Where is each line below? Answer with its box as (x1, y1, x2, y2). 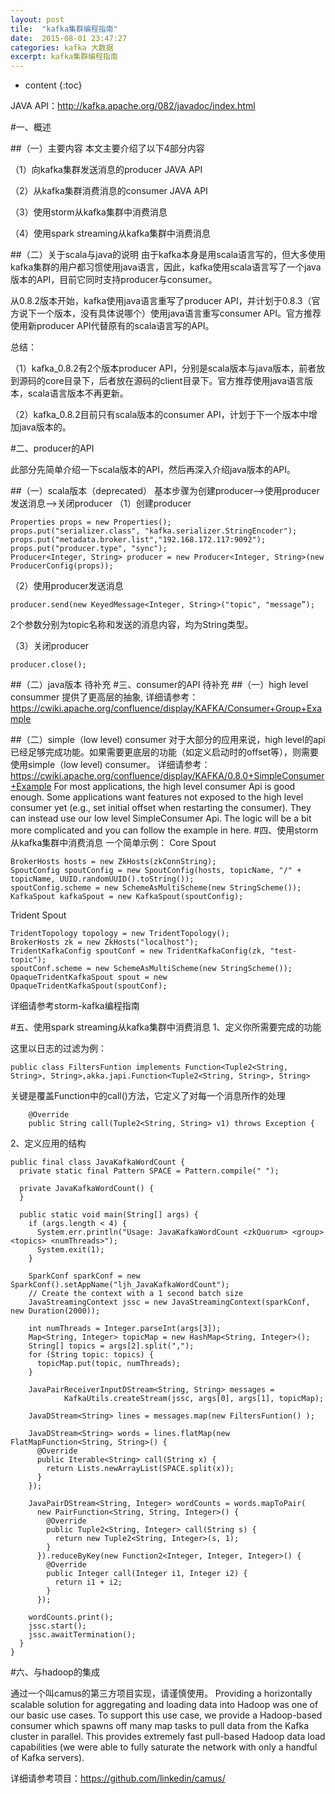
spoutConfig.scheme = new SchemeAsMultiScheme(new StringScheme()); (10, 883, 302, 893)
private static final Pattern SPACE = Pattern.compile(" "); (19, 1166, 280, 1176)
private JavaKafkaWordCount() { (19, 1184, 155, 1194)
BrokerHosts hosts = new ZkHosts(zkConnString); (10, 857, 217, 867)
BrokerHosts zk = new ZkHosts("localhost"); (10, 937, 199, 948)
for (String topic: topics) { (28, 1350, 155, 1360)
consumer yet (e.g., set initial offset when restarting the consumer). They (10, 802, 312, 814)
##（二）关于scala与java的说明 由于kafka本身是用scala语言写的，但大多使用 (10, 249, 326, 261)
